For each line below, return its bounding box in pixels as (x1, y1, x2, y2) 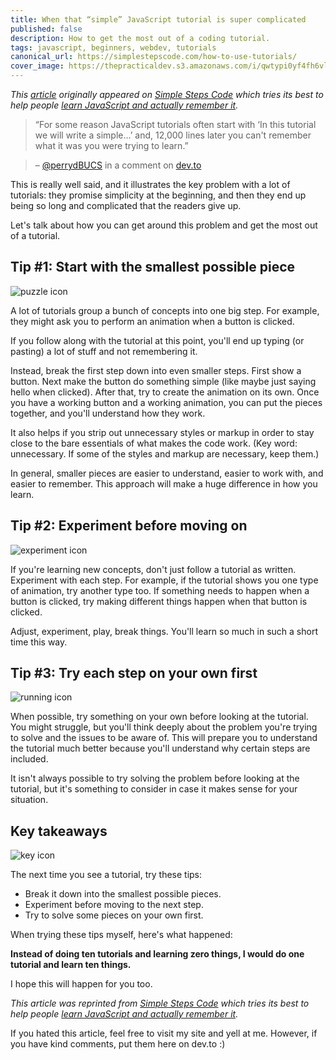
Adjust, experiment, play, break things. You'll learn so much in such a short (10, 625, 318, 637)
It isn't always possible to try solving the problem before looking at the (10, 772, 300, 785)
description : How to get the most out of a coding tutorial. (10, 33, 271, 43)
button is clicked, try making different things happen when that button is (10, 595, 308, 607)
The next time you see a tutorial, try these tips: (10, 869, 203, 881)
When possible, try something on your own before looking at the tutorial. (10, 711, 309, 723)
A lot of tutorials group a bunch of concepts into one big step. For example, (10, 304, 320, 316)
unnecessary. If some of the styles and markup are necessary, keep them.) (10, 447, 320, 460)
